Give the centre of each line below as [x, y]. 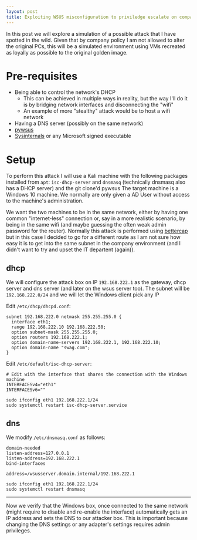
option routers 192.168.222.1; [50, 338]
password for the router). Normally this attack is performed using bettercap [97, 231]
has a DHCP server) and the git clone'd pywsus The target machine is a [92, 188]
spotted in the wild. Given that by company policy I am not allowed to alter [95, 40]
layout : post [22, 11]
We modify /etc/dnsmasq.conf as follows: [56, 437]
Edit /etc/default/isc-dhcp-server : [49, 364]
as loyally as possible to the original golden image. [67, 52]
